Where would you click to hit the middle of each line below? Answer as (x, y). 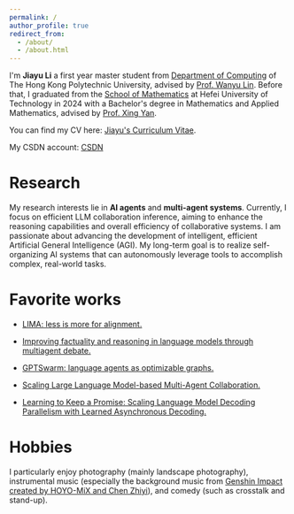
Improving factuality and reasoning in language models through (138, 341)
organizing (29, 255)
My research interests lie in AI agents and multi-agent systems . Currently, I (148, 208)
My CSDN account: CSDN (56, 148)
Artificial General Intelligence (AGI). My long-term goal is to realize (130, 245)
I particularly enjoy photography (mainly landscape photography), (129, 472)
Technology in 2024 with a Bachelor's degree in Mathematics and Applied (144, 104)
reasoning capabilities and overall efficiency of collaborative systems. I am (145, 226)
